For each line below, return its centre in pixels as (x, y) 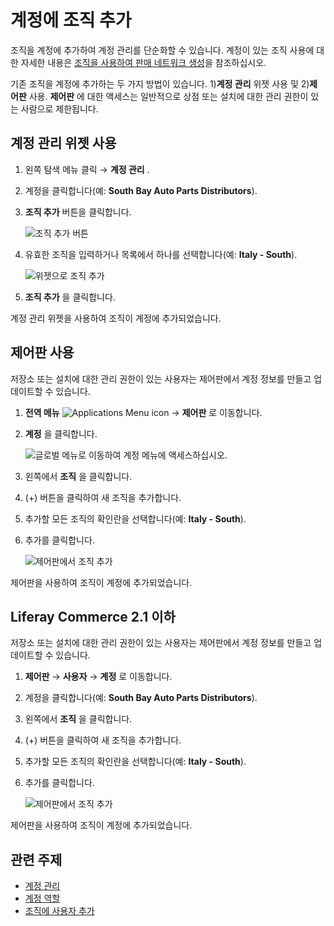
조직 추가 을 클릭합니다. (70, 297)
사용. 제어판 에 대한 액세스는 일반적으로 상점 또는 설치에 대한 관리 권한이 (168, 96)
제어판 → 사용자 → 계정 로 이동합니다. (98, 677)
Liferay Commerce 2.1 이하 (93, 616)
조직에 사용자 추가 (59, 911)
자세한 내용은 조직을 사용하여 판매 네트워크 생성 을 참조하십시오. (143, 62)
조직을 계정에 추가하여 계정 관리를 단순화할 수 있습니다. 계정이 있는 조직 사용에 (162, 50)
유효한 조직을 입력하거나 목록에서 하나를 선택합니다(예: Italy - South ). (161, 254)
